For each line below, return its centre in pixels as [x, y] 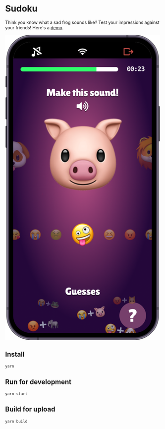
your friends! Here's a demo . [34, 27]
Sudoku [22, 9]
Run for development [38, 382]
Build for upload [30, 409]
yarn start [16, 394]
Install [15, 354]
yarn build [16, 421]
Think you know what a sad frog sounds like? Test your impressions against [82, 22]
